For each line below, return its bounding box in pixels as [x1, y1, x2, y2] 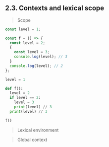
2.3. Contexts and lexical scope [5, 4, 105, 12]
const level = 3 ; [14, 50, 50, 55]
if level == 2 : [9, 95, 41, 100]
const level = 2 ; [9, 40, 46, 45]
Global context [17, 137, 48, 143]
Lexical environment [17, 127, 59, 133]
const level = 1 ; [5, 27, 41, 32]
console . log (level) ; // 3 [14, 54, 68, 59]
